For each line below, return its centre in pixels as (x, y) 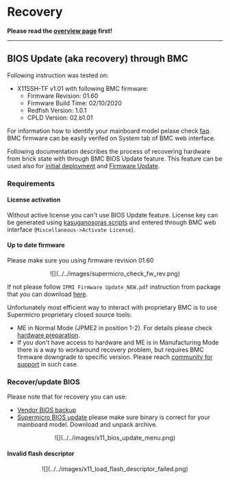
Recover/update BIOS (43, 382)
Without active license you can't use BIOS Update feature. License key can (113, 215)
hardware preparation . (49, 335)
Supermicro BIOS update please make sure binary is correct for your (114, 417)
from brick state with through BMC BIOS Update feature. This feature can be (115, 159)
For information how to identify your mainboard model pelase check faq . (109, 131)
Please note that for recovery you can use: (67, 397)
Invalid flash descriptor (41, 453)
